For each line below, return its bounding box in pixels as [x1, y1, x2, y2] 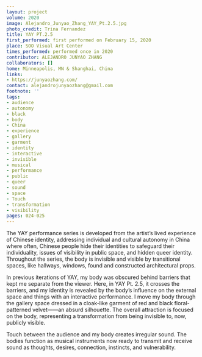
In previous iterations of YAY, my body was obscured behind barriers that [6, 274, 190, 281]
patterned [6, 306, 32, 314]
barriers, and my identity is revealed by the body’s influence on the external [6, 287, 197, 294]
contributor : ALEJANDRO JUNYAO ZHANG [6, 54, 103, 60]
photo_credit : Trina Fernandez [6, 26, 86, 32]
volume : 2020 [6, 15, 40, 21]
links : [6, 71, 23, 77]
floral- [174, 300, 190, 307]
